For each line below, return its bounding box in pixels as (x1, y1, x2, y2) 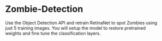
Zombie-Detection (5, 3, 83, 15)
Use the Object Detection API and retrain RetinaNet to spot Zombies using (5, 20, 157, 26)
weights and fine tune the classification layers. (5, 30, 101, 36)
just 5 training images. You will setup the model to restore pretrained (5, 25, 146, 31)
